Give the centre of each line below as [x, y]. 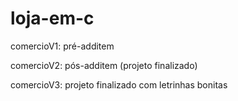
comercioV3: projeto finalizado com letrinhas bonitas [119, 84]
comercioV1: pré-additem [62, 46]
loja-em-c [52, 18]
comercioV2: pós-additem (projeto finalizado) [104, 65]
